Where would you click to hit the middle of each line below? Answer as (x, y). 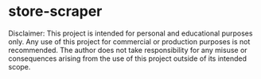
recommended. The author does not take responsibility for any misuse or (128, 50)
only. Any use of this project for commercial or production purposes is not (129, 41)
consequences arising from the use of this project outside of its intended (128, 58)
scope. (19, 66)
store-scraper (55, 11)
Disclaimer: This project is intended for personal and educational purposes (130, 33)
